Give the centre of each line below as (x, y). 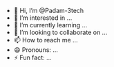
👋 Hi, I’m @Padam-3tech (49, 11)
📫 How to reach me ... (46, 40)
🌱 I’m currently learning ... (50, 25)
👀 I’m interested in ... (43, 18)
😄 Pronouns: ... (36, 50)
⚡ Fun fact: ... (32, 57)
